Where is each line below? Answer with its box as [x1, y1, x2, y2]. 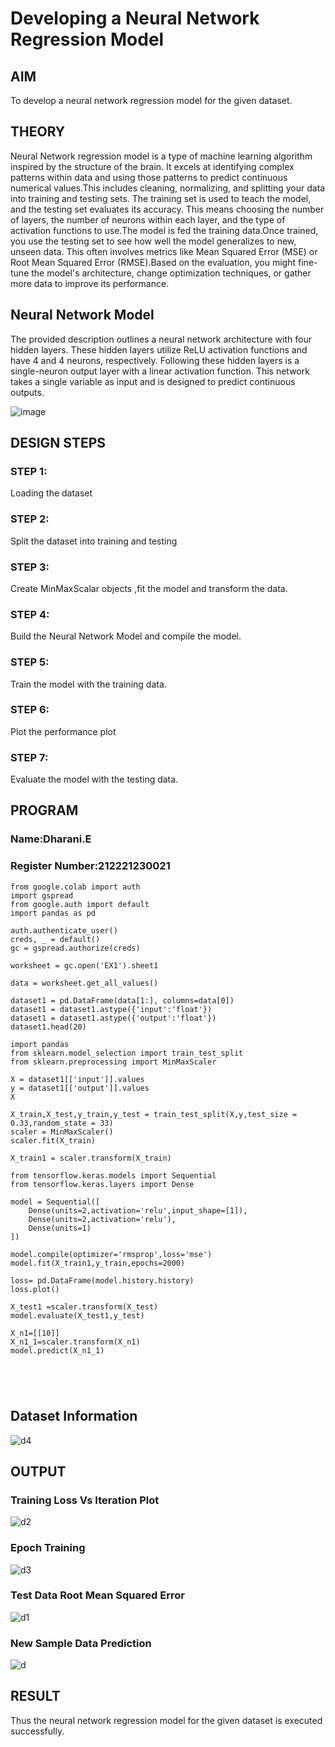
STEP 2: [10, 512, 50, 526]
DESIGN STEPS [10, 435, 107, 452]
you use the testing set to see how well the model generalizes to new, [10, 235, 297, 247]
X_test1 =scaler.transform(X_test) [10, 1302, 159, 1312]
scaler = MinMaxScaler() [10, 1127, 114, 1137]
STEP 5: [10, 655, 50, 669]
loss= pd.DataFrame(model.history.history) [10, 1275, 195, 1286]
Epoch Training [10, 1541, 86, 1555]
